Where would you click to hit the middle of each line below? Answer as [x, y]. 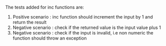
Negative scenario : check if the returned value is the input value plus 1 [87, 27]
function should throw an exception [50, 38]
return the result [29, 22]
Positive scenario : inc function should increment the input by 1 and [83, 17]
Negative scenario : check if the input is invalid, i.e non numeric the [83, 33]
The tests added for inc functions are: [45, 7]
